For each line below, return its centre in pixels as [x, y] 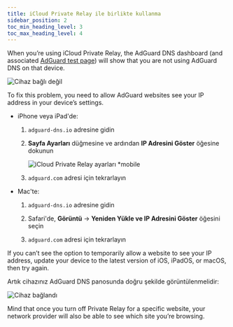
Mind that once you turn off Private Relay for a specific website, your [106, 309]
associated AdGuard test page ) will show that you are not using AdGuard [112, 61]
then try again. [28, 268]
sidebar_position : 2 [37, 20]
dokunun [41, 151]
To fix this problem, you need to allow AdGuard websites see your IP [106, 95]
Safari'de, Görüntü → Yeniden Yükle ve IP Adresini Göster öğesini [124, 218]
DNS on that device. [36, 68]
